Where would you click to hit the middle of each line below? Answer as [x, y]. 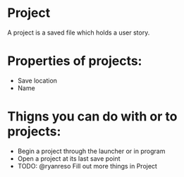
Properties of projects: [75, 61]
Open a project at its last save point [69, 158]
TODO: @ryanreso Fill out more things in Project [87, 166]
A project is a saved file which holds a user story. [79, 32]
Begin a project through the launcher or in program [91, 151]
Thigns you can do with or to [92, 117]
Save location [37, 80]
